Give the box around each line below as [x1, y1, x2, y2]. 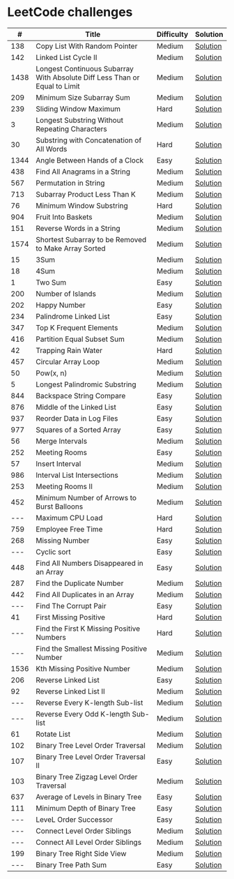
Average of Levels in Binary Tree [36, 792, 142, 802]
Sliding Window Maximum [36, 104, 120, 114]
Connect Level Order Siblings [36, 826, 132, 836]
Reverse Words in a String [36, 223, 120, 233]
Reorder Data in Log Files [36, 413, 118, 423]
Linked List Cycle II [36, 52, 97, 62]
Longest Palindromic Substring [36, 380, 137, 389]
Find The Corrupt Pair [36, 601, 107, 610]
